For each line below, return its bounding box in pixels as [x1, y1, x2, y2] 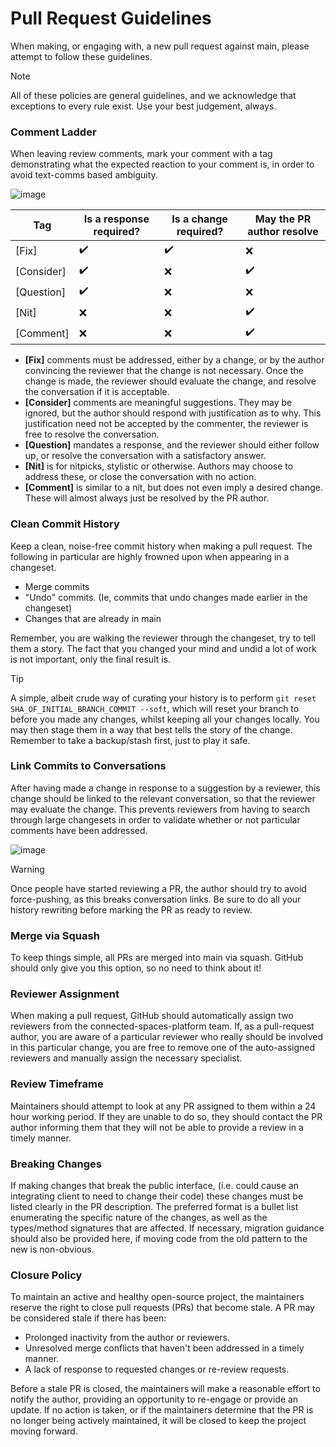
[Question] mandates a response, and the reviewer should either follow [24, 439, 320, 451]
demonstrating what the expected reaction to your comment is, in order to [10, 158, 315, 171]
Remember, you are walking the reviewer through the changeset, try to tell [10, 632, 316, 644]
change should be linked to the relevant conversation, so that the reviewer [10, 792, 316, 804]
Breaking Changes [10, 1157, 103, 1171]
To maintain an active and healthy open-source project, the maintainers [10, 1291, 305, 1303]
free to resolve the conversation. [24, 428, 160, 441]
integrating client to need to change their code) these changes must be [10, 1190, 304, 1202]
